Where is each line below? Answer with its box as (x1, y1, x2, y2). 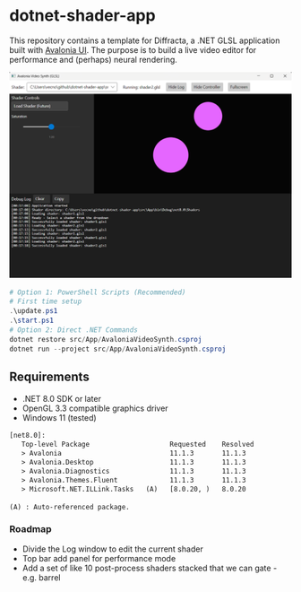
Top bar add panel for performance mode (21, 553, 176, 563)
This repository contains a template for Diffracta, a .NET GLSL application (9, 35, 280, 46)
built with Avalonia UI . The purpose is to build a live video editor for (9, 44, 257, 55)
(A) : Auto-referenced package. (9, 502, 130, 511)
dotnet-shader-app (9, 5, 156, 26)
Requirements (9, 370, 90, 385)
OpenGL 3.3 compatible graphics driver (21, 403, 168, 414)
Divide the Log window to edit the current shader (21, 544, 203, 554)
